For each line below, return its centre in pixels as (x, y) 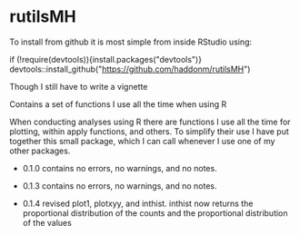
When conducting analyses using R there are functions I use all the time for (150, 122)
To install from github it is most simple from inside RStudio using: (131, 42)
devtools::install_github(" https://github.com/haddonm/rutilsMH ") (130, 69)
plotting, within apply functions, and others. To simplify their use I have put (149, 131)
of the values (47, 222)
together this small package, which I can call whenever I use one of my (142, 141)
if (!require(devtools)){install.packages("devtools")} (106, 59)
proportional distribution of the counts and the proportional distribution (155, 213)
